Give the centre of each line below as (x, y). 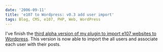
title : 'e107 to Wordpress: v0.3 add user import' (60, 15)
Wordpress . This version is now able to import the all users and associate (81, 39)
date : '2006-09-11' (26, 10)
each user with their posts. (33, 44)
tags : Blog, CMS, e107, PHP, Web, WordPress (53, 19)
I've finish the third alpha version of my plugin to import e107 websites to (81, 34)
